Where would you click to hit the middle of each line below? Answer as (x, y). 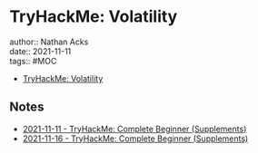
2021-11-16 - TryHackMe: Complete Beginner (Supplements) (135, 139)
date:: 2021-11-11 (40, 51)
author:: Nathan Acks (49, 42)
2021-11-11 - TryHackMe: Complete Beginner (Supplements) (134, 129)
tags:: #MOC (33, 61)
